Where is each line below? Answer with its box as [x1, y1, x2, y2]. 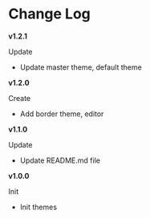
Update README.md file [19, 155, 100, 165]
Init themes [19, 202, 58, 212]
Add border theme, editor [19, 109, 104, 119]
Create [8, 93, 31, 103]
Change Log [8, 5, 91, 23]
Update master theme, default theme [19, 62, 142, 72]
